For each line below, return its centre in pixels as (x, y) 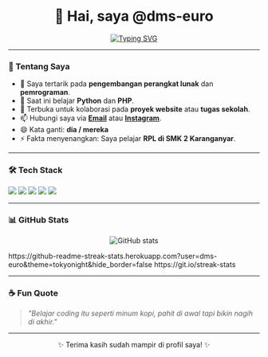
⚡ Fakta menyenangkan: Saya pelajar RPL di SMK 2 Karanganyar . (128, 139)
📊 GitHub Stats (39, 220)
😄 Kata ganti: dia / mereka (64, 130)
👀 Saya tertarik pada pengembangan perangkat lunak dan (116, 84)
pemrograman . (45, 92)
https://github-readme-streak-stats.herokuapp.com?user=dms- (113, 256)
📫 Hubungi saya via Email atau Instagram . (91, 118)
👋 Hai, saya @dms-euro (134, 16)
